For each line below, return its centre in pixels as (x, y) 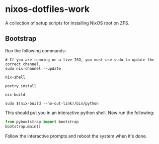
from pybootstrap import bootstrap (42, 122)
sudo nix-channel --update (33, 68)
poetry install (21, 86)
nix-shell (15, 77)
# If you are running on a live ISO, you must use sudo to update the (80, 60)
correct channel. (23, 64)
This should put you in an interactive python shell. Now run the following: (80, 113)
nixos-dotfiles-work (47, 9)
